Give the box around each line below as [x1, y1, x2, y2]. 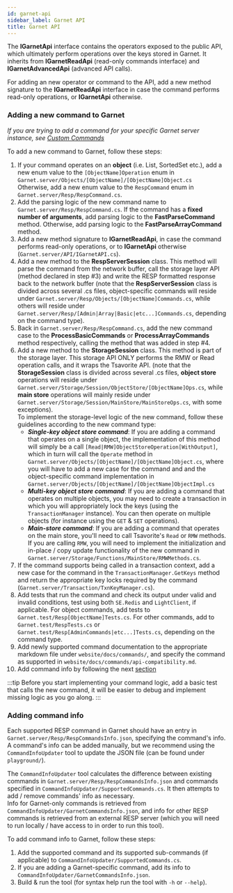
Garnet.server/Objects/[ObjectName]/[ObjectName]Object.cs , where [27, 457, 224, 465]
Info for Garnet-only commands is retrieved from [7, 799, 147, 807]
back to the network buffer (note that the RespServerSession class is [17, 279, 218, 287]
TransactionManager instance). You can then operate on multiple [27, 509, 211, 517]
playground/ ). [7, 756, 46, 764]
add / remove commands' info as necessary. [7, 791, 135, 800]
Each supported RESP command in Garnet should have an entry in [7, 726, 197, 735]
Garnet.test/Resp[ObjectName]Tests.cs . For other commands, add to [17, 613, 215, 621]
